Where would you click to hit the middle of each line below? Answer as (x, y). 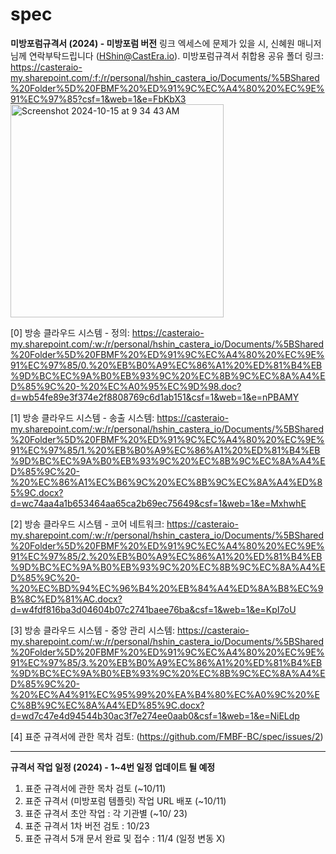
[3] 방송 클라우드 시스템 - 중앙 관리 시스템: (92, 630)
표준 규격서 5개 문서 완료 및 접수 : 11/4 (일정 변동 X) (125, 838)
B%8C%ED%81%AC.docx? (66, 599)
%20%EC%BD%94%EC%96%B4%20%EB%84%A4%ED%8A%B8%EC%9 (167, 588)
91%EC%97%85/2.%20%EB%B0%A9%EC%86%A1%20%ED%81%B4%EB (166, 556)
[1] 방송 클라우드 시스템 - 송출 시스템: (82, 417)
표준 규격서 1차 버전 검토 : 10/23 (87, 825)
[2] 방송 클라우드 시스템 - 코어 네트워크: (87, 524)
